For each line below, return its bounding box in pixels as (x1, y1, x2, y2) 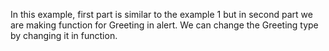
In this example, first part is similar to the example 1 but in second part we (10, 9, 313, 20)
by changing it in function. (10, 30, 118, 41)
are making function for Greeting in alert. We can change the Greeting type (10, 19, 319, 31)
